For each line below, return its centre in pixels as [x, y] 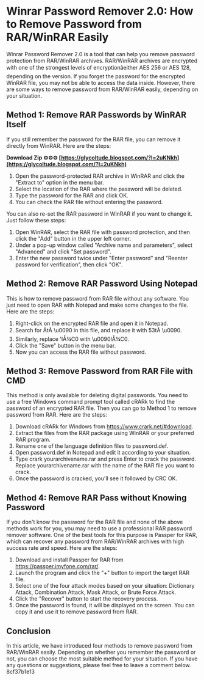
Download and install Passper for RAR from [69, 560]
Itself [16, 124]
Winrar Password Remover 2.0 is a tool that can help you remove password [100, 54]
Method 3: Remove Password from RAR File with [100, 371]
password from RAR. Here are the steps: [57, 415]
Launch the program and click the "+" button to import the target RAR [102, 573]
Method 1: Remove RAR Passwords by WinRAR [97, 115]
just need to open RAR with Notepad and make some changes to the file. [97, 305]
